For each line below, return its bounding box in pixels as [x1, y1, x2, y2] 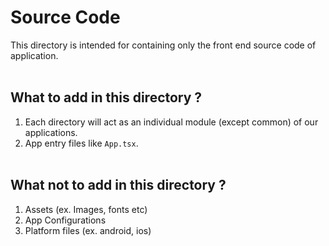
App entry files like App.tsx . [24, 137, 139, 149]
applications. [24, 126, 78, 138]
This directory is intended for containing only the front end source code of [10, 39, 317, 51]
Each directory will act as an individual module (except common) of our [24, 116, 319, 128]
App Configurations [24, 214, 107, 226]
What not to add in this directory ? [10, 177, 227, 194]
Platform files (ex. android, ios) [24, 224, 152, 236]
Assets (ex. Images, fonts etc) [24, 203, 148, 215]
